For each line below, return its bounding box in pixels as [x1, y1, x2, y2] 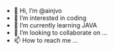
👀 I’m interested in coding [13, 14, 87, 22]
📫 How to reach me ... [13, 37, 78, 44]
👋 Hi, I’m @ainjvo [13, 7, 62, 14]
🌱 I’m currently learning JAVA [13, 21, 97, 29]
